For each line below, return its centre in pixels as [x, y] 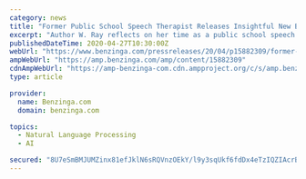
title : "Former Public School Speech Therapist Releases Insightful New [150, 26]
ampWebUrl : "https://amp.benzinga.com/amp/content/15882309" [128, 60]
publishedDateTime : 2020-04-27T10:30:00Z [89, 43]
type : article [36, 77]
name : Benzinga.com [55, 102]
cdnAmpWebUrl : [36, 69]
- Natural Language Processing [77, 135]
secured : [26, 160]
